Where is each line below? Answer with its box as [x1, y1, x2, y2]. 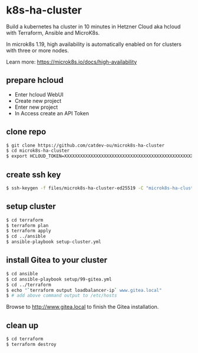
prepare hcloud [6, 75, 64, 85]
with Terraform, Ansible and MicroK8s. [6, 29, 100, 36]
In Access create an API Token [14, 109, 90, 116]
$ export [6, 154, 28, 159]
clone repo [6, 127, 47, 137]
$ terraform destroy [6, 341, 57, 347]
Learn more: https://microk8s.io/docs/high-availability [6, 58, 137, 65]
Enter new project [14, 104, 58, 111]
